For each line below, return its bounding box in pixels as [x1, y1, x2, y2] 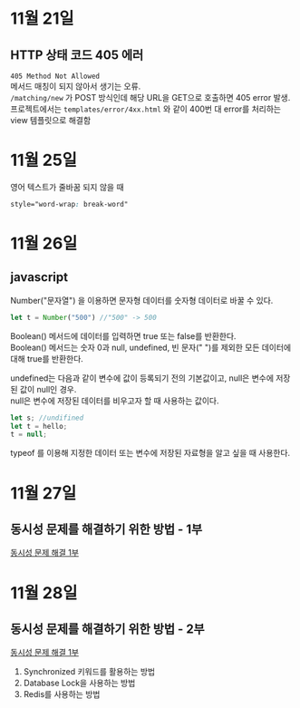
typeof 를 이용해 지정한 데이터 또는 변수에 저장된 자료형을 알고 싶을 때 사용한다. [10, 448, 291, 459]
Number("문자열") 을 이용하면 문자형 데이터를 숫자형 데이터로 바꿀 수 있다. [10, 295, 274, 306]
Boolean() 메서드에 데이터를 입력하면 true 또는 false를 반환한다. [10, 330, 237, 341]
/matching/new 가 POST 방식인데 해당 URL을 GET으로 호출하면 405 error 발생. [10, 92, 291, 102]
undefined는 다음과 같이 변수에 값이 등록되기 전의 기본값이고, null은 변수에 [10, 373, 275, 383]
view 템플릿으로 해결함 [10, 115, 92, 125]
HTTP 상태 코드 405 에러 [10, 47, 144, 63]
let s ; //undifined [10, 413, 84, 422]
